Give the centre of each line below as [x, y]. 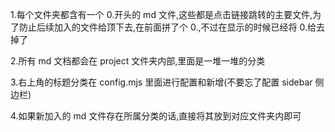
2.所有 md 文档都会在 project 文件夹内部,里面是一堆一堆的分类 [138, 61]
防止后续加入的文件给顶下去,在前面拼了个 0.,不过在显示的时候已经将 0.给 [167, 27]
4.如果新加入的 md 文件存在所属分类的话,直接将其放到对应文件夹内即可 [156, 116]
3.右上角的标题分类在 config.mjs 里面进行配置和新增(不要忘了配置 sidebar [161, 82]
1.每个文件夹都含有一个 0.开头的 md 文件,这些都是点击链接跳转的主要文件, [161, 14]
